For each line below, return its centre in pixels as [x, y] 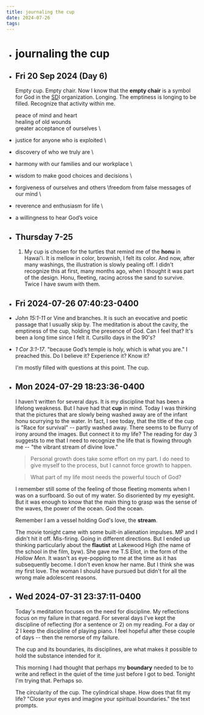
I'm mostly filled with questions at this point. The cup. [82, 368]
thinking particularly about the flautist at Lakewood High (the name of [103, 545]
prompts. [26, 705]
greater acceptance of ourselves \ [58, 128]
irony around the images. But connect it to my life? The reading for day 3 [106, 434]
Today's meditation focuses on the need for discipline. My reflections [102, 611]
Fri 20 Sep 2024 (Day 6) [61, 76]
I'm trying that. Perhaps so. [49, 680]
